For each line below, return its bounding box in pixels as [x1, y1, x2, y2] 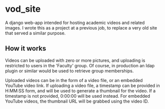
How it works [5, 44, 46, 53]
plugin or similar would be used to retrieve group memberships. [5, 68, 134, 74]
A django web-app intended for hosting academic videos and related [5, 20, 145, 26]
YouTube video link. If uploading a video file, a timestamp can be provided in [5, 82, 160, 88]
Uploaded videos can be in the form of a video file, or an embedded [5, 77, 143, 83]
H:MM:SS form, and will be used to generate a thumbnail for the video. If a [5, 87, 156, 94]
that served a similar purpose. [5, 30, 66, 36]
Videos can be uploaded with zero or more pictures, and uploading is [5, 57, 145, 63]
